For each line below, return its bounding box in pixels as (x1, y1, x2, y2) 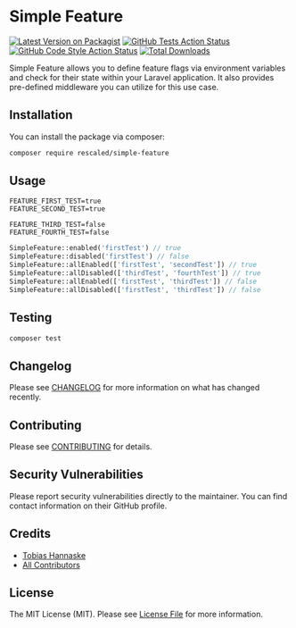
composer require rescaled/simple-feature (9, 148, 169, 157)
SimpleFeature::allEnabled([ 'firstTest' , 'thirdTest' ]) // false (9, 277, 257, 286)
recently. (9, 391, 42, 403)
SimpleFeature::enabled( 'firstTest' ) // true (9, 244, 181, 253)
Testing (9, 310, 53, 325)
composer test (9, 333, 62, 343)
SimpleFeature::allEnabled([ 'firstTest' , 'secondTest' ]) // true (9, 261, 257, 270)
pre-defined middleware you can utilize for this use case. (9, 81, 219, 92)
